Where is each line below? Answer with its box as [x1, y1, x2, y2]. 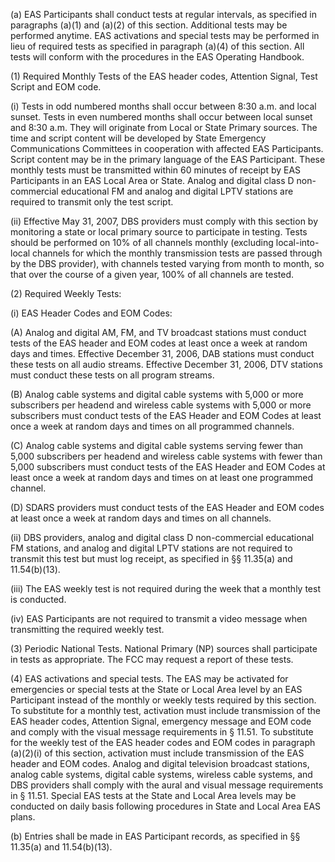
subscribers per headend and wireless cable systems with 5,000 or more [10, 399, 312, 411]
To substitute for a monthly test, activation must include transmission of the [10, 705, 321, 716]
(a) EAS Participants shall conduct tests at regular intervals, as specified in [10, 9, 317, 20]
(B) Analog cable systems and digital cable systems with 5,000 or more [10, 389, 304, 400]
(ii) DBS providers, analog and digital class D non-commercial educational [10, 532, 315, 543]
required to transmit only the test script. [10, 196, 174, 208]
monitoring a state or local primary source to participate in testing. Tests [10, 226, 308, 238]
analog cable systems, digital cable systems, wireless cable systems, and [10, 769, 313, 780]
